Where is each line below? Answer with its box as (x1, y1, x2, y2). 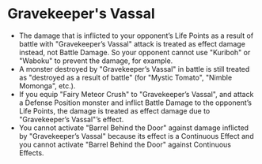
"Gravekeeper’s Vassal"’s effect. (18, 114, 124, 124)
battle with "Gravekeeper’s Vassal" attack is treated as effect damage (18, 39, 246, 48)
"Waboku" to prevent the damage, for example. (18, 56, 173, 65)
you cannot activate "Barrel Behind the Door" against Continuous (18, 140, 231, 149)
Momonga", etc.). (18, 80, 76, 91)
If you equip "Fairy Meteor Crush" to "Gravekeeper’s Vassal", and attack (18, 89, 254, 99)
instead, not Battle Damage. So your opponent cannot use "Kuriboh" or (18, 47, 251, 57)
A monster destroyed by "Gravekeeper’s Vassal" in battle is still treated (18, 64, 250, 73)
